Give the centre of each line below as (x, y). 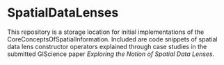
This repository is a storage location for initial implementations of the (106, 32)
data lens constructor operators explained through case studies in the (107, 46)
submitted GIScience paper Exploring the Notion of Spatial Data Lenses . (111, 54)
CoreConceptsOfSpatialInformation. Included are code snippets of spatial (112, 39)
